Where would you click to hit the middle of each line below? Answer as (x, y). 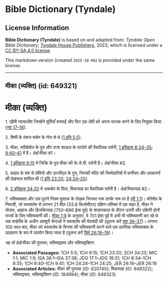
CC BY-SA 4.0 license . (28, 50)
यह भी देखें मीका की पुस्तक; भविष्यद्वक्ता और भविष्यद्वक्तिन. (50, 243)
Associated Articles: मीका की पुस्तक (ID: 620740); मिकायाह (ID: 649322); (83, 269)
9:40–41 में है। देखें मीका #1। (30, 153)
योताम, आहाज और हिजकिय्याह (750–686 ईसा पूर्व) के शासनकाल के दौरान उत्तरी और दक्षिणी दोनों (82, 210)
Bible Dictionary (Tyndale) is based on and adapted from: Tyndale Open (80, 40)
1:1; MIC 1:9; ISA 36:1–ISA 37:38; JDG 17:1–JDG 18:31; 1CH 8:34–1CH (82, 258)
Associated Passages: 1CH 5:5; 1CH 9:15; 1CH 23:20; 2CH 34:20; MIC (85, 253)
